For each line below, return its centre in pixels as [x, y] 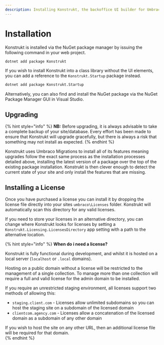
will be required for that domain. [37, 333]
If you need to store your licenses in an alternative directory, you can [74, 219]
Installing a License [35, 188]
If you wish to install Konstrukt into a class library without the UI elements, [79, 71]
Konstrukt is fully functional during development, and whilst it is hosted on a [81, 253]
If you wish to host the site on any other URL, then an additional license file [80, 327]
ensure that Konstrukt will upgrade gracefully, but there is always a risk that [81, 137]
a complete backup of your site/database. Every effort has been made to [78, 132]
